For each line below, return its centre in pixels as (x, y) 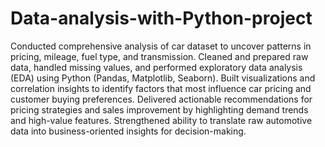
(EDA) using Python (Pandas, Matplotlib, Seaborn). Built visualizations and (163, 78)
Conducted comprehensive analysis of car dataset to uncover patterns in (161, 46)
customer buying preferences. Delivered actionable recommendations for (161, 99)
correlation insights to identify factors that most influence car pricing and (161, 88)
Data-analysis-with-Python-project (161, 18)
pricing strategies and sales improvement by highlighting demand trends (159, 109)
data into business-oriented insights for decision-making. (128, 131)
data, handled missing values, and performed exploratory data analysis (156, 67)
